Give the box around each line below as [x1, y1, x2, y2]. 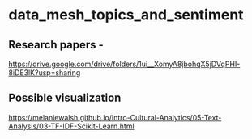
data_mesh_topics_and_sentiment [8, 6, 245, 24]
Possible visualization [8, 91, 122, 105]
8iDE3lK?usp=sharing [8, 68, 81, 78]
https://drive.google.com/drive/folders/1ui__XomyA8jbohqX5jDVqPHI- [8, 59, 241, 69]
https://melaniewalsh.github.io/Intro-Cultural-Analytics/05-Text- [8, 112, 222, 122]
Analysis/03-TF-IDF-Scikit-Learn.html [8, 121, 135, 131]
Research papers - [8, 38, 104, 52]
